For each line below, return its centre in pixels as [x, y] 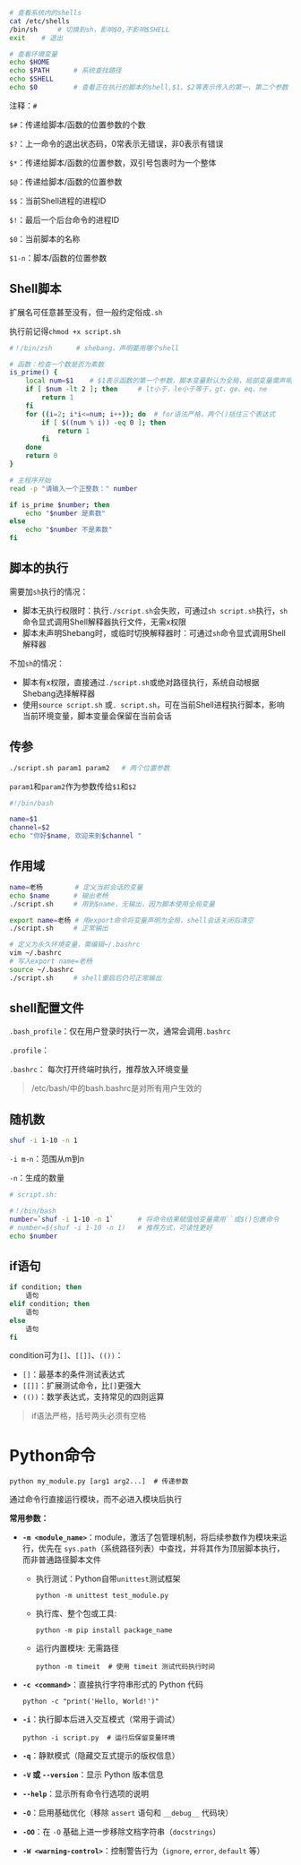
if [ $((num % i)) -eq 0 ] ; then [104, 422]
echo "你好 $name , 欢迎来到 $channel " [76, 836]
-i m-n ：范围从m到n [47, 1159]
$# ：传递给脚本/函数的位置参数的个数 [77, 125]
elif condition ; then [50, 1304]
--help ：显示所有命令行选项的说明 [86, 1794]
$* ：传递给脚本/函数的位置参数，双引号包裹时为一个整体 [113, 162]
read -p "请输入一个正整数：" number [73, 488]
